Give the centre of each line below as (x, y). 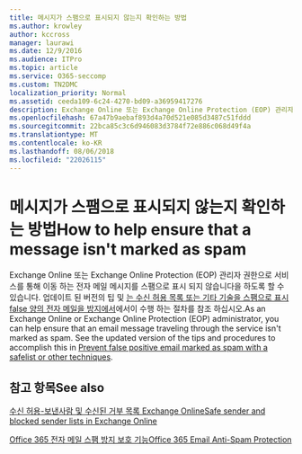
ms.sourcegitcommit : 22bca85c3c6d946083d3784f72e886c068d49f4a (130, 127)
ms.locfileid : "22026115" (58, 160)
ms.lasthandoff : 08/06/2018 (62, 151)
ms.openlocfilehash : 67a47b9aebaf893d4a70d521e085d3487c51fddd (130, 118)
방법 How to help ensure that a (139, 229)
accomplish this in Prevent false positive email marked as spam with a (138, 348)
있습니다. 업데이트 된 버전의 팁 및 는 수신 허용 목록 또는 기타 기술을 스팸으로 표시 (149, 298)
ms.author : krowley (46, 26)
